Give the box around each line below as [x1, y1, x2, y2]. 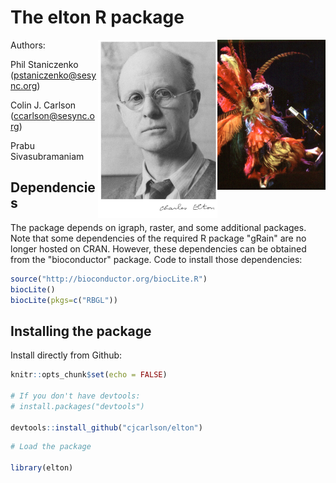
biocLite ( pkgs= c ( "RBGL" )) [10, 295, 118, 305]
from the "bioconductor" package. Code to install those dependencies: [10, 253, 303, 265]
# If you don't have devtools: [10, 391, 141, 401]
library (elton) [10, 463, 74, 473]
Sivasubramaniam [10, 150, 85, 162]
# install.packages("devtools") [10, 401, 145, 411]
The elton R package [10, 6, 185, 29]
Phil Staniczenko [10, 58, 79, 70]
